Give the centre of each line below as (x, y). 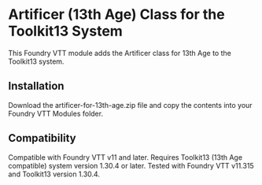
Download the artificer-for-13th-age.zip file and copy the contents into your (131, 105)
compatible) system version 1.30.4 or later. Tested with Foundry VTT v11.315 (131, 165)
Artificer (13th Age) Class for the (117, 15)
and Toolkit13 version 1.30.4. (54, 174)
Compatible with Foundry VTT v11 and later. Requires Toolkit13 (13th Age (125, 157)
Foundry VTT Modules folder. (56, 113)
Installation (36, 86)
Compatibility (42, 138)
